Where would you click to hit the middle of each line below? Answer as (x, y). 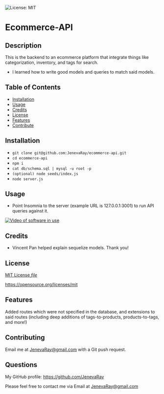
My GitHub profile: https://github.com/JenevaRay (55, 377)
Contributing (25, 338)
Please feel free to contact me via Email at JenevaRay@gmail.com (72, 386)
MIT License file (21, 275)
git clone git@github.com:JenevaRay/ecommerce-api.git (69, 153)
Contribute (23, 125)
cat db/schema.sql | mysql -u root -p (52, 169)
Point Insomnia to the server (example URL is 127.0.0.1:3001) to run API (83, 206)
